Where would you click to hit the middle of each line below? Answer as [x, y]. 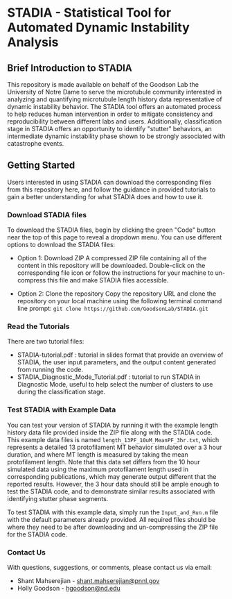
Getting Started [41, 166]
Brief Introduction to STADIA [70, 68]
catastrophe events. [36, 143]
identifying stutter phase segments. [58, 498]
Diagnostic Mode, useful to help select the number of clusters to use [115, 385]
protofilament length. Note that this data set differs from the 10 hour [104, 462]
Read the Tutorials [38, 326]
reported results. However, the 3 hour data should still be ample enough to [113, 484]
